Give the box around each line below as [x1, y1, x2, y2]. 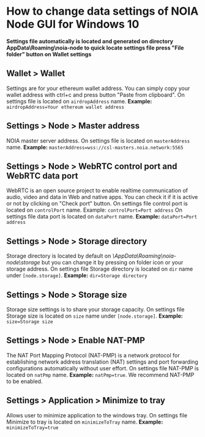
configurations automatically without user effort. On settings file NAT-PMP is [6, 364, 199, 372]
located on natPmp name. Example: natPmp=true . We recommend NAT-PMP [6, 371, 195, 378]
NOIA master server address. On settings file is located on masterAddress [6, 136, 190, 144]
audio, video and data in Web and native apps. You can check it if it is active [6, 193, 198, 201]
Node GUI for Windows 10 [6, 17, 140, 31]
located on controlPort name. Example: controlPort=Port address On [6, 206, 182, 214]
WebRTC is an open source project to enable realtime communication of [6, 187, 188, 194]
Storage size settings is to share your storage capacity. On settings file [6, 306, 185, 313]
